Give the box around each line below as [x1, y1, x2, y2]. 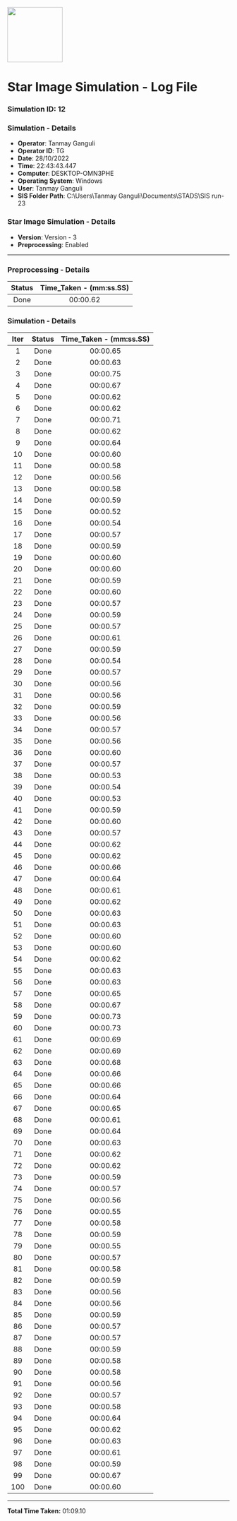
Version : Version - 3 [17, 233, 78, 241]
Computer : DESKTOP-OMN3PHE [17, 169, 114, 178]
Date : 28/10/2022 [17, 154, 69, 162]
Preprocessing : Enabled [17, 240, 90, 249]
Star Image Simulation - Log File [7, 79, 197, 95]
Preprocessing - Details [7, 265, 90, 275]
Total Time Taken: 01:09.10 [7, 1507, 86, 1515]
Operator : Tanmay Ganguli [17, 139, 95, 148]
